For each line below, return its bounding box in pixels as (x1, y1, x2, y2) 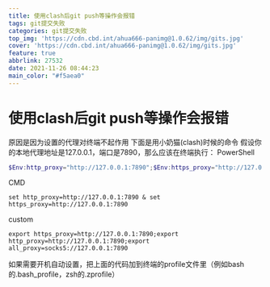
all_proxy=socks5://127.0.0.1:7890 (8, 244, 129, 252)
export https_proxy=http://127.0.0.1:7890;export (8, 231, 179, 239)
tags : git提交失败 (8, 19, 66, 27)
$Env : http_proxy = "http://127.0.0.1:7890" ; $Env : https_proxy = (8, 163, 216, 172)
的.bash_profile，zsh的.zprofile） (8, 269, 120, 279)
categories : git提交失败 (8, 27, 87, 35)
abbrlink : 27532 (8, 57, 63, 65)
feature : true (8, 49, 57, 57)
